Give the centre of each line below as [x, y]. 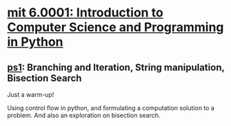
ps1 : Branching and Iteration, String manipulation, [116, 67]
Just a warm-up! [31, 95]
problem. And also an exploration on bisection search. [84, 115]
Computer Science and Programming [115, 27]
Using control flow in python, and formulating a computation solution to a [111, 108]
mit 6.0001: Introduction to [85, 13]
